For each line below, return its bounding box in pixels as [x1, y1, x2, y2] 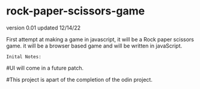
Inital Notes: [6, 54, 42, 60]
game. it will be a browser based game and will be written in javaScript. [6, 42, 183, 49]
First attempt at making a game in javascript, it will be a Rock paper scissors [6, 35, 194, 43]
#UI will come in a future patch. [6, 64, 84, 72]
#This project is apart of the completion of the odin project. [6, 76, 153, 83]
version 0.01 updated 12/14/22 [6, 24, 81, 31]
